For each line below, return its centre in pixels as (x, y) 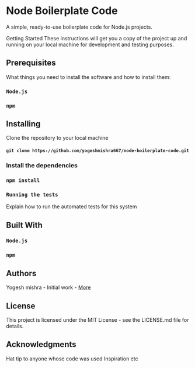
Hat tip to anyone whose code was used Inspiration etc (72, 359)
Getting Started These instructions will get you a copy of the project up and (97, 38)
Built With (24, 225)
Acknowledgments (41, 344)
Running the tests (32, 195)
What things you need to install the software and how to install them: (88, 77)
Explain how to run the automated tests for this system (72, 207)
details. (15, 326)
